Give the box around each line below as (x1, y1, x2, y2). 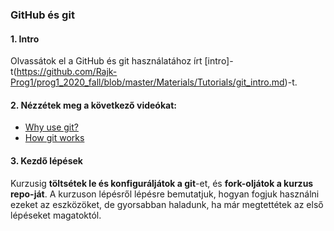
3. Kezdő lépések (10, 154, 83, 167)
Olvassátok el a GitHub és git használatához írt (10, 55, 203, 67)
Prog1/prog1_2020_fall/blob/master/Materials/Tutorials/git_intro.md (10, 76, 285, 88)
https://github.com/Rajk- (16, 66, 118, 78)
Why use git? (24, 121, 79, 133)
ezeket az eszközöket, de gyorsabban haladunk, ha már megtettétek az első (10, 198, 324, 210)
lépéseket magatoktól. (10, 209, 102, 221)
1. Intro (10, 33, 40, 45)
